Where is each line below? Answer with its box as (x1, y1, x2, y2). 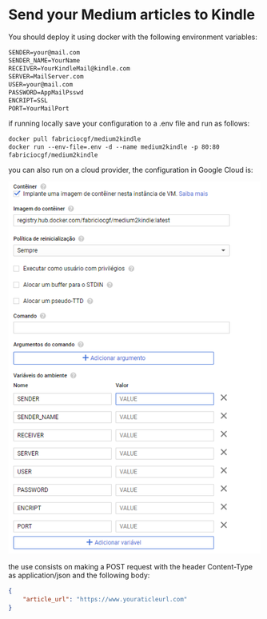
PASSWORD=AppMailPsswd (8, 88, 84, 97)
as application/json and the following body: (8, 570, 150, 581)
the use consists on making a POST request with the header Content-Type (8, 562, 253, 572)
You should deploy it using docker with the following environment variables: (8, 32, 257, 42)
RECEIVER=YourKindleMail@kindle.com (8, 64, 130, 73)
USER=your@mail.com (8, 80, 74, 89)
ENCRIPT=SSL (8, 96, 48, 105)
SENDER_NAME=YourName (8, 56, 81, 65)
